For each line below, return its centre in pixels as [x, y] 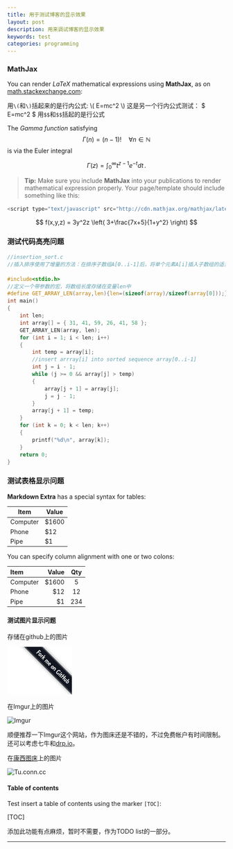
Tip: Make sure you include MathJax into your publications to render [123, 180]
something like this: [52, 195]
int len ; [32, 316]
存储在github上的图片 [37, 637]
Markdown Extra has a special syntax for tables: [77, 497]
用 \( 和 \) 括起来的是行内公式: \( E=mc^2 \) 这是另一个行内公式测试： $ [106, 106]
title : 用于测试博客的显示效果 [46, 15]
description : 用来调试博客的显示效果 [56, 29]
